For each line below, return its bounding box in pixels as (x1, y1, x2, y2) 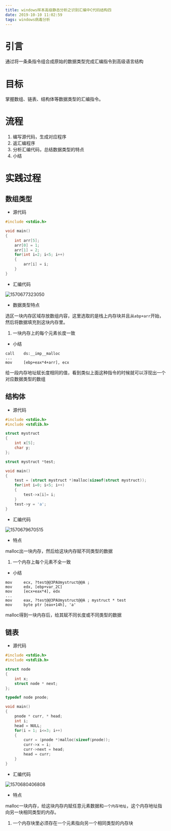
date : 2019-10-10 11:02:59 (5, 12, 63, 17)
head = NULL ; (14, 723, 42, 728)
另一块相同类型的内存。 (9, 809, 59, 815)
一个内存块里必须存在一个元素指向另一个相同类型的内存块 (12, 820, 133, 826)
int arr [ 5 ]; (14, 238, 40, 243)
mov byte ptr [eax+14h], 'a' (5, 602, 76, 607)
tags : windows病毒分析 (5, 17, 50, 22)
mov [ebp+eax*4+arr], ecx (5, 360, 70, 365)
